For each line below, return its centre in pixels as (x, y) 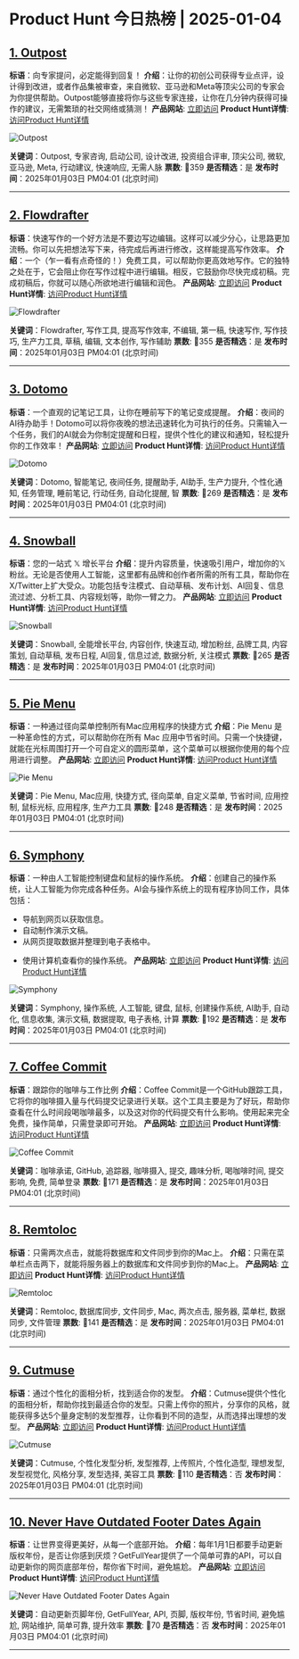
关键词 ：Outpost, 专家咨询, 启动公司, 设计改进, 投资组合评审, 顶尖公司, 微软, (148, 156)
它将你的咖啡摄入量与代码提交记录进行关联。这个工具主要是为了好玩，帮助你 (149, 1100)
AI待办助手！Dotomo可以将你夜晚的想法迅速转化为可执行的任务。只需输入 (145, 423)
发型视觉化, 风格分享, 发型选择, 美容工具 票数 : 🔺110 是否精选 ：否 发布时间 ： (147, 1473)
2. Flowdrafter (49, 216)
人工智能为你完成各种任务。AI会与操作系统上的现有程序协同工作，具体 (161, 889)
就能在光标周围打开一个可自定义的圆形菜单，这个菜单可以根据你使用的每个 (145, 749)
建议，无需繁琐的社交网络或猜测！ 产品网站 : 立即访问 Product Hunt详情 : (157, 108)
